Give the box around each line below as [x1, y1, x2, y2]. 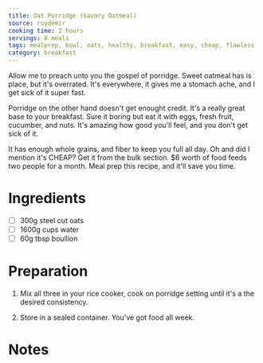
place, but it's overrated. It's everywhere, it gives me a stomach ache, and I [8, 79, 255, 89]
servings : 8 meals [8, 34, 69, 42]
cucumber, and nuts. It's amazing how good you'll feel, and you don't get [8, 121, 249, 130]
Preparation [8, 262, 88, 281]
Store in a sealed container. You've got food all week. [19, 313, 195, 322]
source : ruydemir [8, 19, 66, 27]
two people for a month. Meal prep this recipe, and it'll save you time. [8, 162, 236, 170]
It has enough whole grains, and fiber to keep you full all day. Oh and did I [8, 145, 250, 154]
